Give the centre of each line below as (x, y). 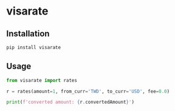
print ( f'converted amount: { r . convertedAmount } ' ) (70, 102)
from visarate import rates (42, 80)
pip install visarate (34, 47)
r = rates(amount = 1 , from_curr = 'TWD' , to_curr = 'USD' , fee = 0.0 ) (88, 91)
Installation (28, 34)
